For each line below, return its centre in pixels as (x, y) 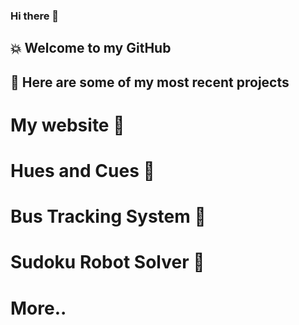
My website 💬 (67, 125)
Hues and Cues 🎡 (82, 171)
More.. (38, 308)
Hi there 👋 (35, 16)
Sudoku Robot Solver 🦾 (107, 262)
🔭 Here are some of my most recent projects (150, 82)
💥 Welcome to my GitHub (91, 48)
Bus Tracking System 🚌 (108, 216)
